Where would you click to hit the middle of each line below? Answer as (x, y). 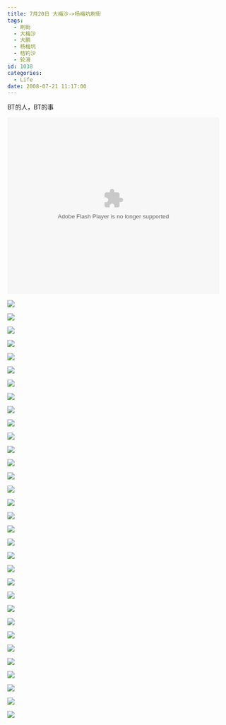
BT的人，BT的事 (31, 107)
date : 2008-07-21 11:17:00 (47, 86)
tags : (15, 20)
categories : (25, 73)
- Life (23, 79)
